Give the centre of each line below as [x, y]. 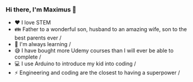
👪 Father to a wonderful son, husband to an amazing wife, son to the [100, 29]
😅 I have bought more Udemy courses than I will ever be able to [94, 51]
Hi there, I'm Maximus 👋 [41, 10]
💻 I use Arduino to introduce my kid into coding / [75, 64]
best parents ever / [38, 38]
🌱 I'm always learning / [43, 44]
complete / [28, 57]
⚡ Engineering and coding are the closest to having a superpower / [97, 73]
